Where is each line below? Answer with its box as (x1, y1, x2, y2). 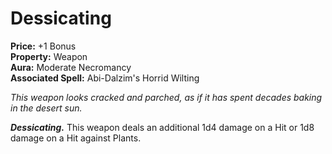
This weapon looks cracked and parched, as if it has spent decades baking (10, 91, 323, 103)
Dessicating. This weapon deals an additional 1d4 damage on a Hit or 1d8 (10, 121, 315, 133)
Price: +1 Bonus (10, 40, 77, 52)
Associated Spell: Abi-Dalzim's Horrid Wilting (10, 72, 200, 84)
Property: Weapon (10, 50, 88, 62)
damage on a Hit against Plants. (10, 132, 142, 144)
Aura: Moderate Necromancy (10, 61, 132, 73)
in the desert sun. (10, 102, 83, 114)
